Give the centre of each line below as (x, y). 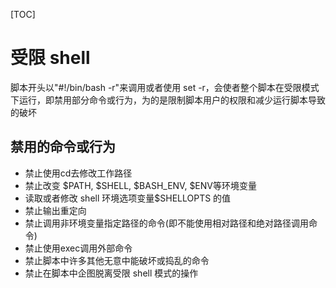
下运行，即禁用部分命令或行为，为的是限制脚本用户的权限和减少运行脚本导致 (168, 100)
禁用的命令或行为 (63, 147)
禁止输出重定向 (55, 210)
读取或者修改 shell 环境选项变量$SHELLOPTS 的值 (128, 198)
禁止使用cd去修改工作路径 (78, 173)
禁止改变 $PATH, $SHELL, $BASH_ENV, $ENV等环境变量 (140, 185)
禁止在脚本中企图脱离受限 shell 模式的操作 (111, 273)
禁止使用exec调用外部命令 (78, 248)
